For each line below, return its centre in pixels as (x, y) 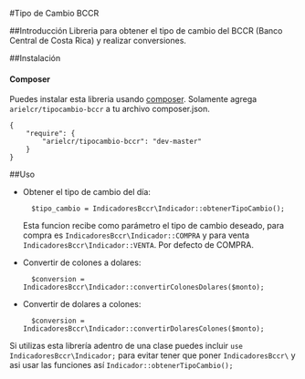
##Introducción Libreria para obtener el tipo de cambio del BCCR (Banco (146, 31)
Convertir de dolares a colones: (82, 304)
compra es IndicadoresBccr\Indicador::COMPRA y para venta (136, 235)
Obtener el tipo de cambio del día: (86, 192)
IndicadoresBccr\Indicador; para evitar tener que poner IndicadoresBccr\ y (152, 355)
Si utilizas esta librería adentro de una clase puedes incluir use (126, 346)
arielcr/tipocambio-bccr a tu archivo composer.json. (110, 109)
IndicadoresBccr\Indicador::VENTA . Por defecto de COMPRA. (138, 245)
